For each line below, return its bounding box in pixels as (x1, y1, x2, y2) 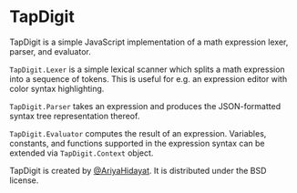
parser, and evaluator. (9, 46, 91, 56)
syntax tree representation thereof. (9, 110, 140, 121)
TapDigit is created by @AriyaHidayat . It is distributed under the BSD (9, 165, 267, 176)
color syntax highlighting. (9, 83, 105, 94)
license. (9, 175, 39, 186)
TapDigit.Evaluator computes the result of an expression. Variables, (9, 127, 267, 138)
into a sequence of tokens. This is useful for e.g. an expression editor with (9, 73, 288, 84)
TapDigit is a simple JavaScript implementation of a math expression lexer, (9, 36, 289, 47)
